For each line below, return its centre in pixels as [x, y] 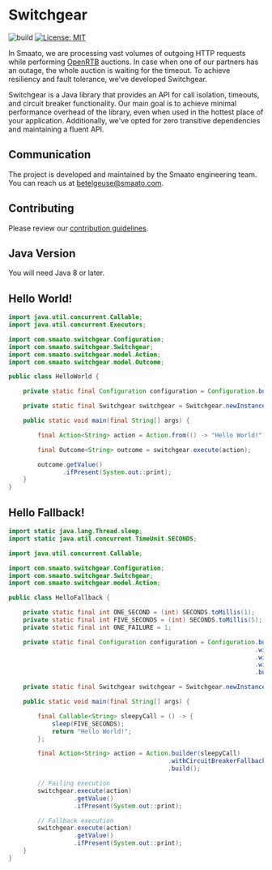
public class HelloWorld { [54, 377]
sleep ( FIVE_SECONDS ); [88, 724]
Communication [50, 155]
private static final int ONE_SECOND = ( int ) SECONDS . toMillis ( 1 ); [139, 613]
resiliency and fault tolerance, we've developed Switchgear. [108, 79]
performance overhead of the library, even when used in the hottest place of [136, 112]
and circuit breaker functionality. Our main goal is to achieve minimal [123, 103]
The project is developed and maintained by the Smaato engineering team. [133, 174]
